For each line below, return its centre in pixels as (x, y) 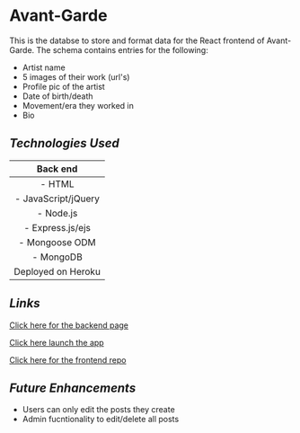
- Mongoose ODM (57, 242)
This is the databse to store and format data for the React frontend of (137, 40)
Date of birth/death (57, 96)
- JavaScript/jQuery (57, 199)
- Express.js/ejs (57, 227)
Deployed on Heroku (57, 271)
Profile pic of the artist (63, 86)
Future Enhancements (73, 388)
